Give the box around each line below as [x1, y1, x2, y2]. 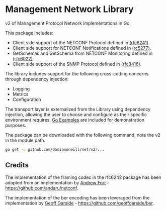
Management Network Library [5, 4, 134, 15]
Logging [12, 85, 30, 91]
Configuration [12, 96, 41, 102]
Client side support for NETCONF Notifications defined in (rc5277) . [12, 45, 151, 51]
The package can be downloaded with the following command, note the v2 [5, 132, 161, 138]
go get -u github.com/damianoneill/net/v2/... [5, 147, 105, 152]
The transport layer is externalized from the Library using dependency [5, 106, 151, 112]
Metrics [12, 91, 29, 97]
